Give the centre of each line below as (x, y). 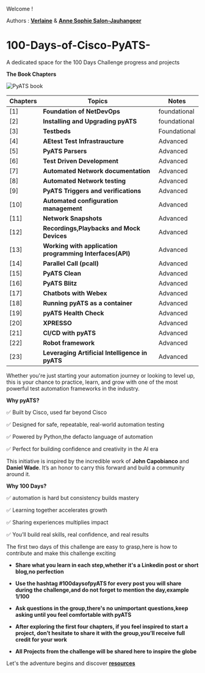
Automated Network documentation (96, 171)
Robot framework (69, 343)
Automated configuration (80, 200)
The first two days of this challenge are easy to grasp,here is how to (92, 546)
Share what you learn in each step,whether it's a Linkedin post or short (107, 565)
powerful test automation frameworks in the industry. (73, 388)
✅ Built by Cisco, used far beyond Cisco (57, 412)
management (62, 208)
